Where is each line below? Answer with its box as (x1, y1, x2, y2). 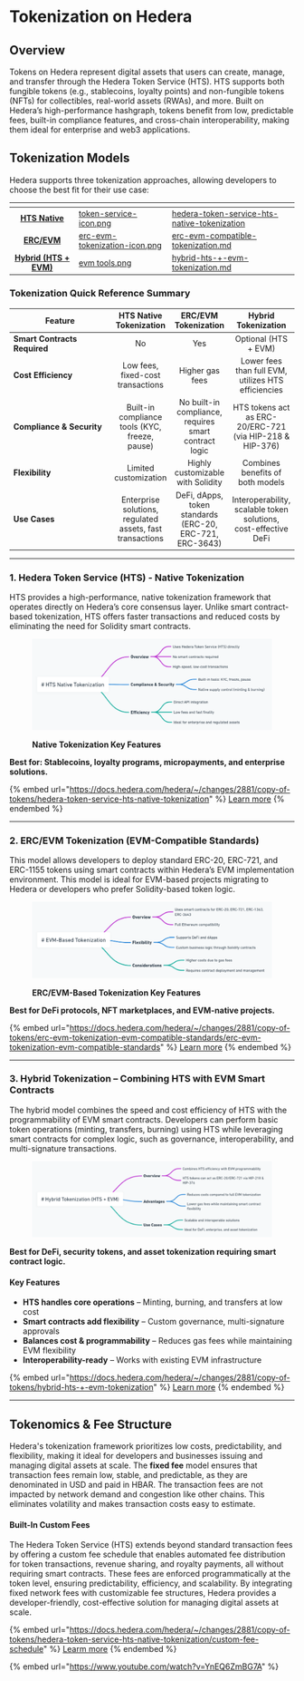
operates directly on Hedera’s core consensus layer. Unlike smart (9, 601, 252, 613)
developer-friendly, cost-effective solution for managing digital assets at (9, 1598, 279, 1608)
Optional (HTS (234, 333, 288, 344)
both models (238, 477, 285, 488)
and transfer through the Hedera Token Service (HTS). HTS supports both (9, 76, 285, 87)
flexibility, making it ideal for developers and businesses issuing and (9, 1450, 263, 1461)
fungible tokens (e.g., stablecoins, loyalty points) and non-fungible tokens (9, 86, 285, 96)
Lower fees (240, 355, 282, 366)
